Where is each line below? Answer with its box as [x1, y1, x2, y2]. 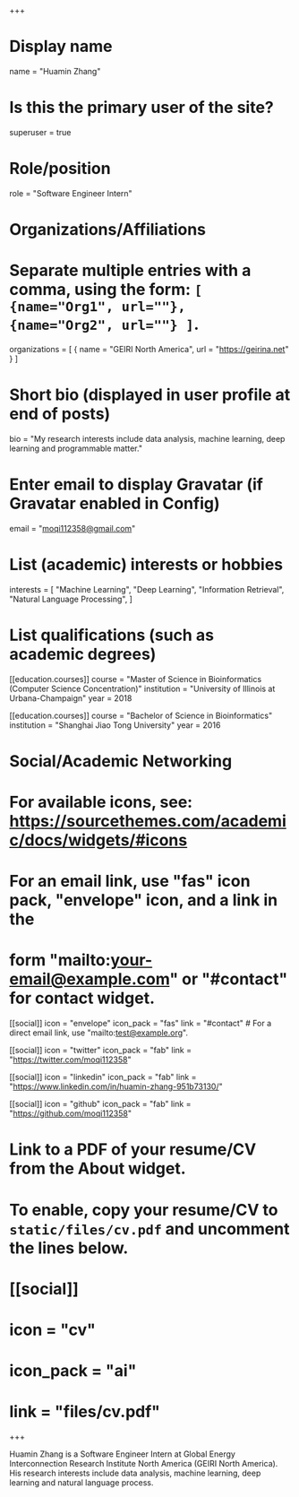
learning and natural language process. [9, 1477, 154, 1488]
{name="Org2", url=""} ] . [9, 315, 200, 334]
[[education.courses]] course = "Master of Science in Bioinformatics [9, 673, 262, 684]
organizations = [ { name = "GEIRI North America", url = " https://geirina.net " [9, 343, 289, 354]
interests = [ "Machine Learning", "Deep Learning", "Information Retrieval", [9, 584, 285, 594]
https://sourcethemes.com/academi [9, 811, 286, 832]
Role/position [9, 159, 111, 179]
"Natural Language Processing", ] [9, 593, 132, 604]
